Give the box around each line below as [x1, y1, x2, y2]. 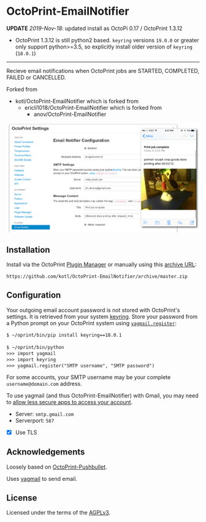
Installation [6, 244, 50, 255]
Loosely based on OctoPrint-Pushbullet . [6, 463, 107, 470]
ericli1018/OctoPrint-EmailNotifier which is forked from [24, 104, 162, 111]
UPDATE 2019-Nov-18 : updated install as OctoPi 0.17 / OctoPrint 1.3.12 [6, 25, 183, 32]
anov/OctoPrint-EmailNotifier [33, 110, 107, 118]
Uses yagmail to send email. [6, 475, 78, 482]
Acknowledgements [6, 447, 85, 458]
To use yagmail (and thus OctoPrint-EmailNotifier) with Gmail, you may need [6, 391, 199, 399]
